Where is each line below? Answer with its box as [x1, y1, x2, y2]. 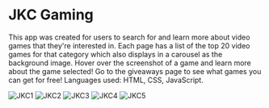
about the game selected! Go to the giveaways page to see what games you [8, 66, 262, 76]
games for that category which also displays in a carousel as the [8, 49, 223, 59]
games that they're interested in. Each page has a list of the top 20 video [8, 40, 250, 50]
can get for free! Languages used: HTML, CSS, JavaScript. [8, 75, 204, 85]
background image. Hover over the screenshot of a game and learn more [8, 58, 252, 68]
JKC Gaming [8, 6, 95, 24]
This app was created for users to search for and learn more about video [8, 32, 250, 42]
